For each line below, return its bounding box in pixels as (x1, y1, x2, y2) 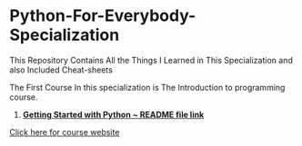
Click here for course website (9, 126, 120, 137)
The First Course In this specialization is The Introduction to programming (9, 82, 286, 92)
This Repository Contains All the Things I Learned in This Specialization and (9, 54, 293, 65)
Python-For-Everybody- (9, 5, 196, 26)
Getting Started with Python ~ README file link (22, 109, 205, 120)
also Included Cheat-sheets (9, 64, 114, 75)
